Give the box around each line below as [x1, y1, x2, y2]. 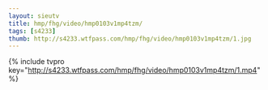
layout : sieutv [8, 11, 60, 20]
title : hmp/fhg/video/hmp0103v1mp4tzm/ [8, 19, 143, 28]
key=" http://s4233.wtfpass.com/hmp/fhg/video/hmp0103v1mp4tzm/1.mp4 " [8, 66, 261, 75]
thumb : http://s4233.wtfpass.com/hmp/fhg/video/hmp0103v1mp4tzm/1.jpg [8, 34, 252, 43]
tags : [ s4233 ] [8, 27, 57, 35]
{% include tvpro [8, 57, 65, 66]
